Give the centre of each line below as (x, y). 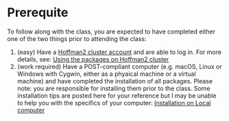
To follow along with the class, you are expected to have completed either (111, 31)
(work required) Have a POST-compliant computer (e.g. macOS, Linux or (119, 66)
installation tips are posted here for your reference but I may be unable (117, 95)
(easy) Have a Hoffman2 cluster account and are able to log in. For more (119, 52)
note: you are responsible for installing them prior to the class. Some (113, 88)
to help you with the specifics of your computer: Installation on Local (114, 103)
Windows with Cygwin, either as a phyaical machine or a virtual (107, 74)
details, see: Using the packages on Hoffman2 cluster (93, 59)
